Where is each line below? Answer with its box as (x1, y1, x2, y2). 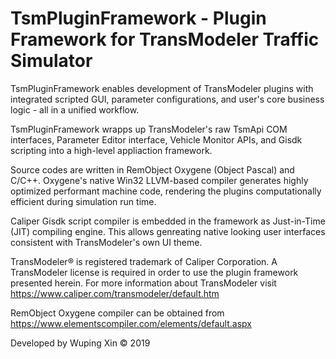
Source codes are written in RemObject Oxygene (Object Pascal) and (10, 163, 295, 176)
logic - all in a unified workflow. (10, 103, 140, 116)
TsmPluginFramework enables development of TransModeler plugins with (10, 82, 314, 94)
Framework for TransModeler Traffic (10, 28, 320, 51)
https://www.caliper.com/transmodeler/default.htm (10, 287, 220, 299)
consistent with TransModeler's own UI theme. (10, 236, 203, 248)
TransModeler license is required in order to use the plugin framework (10, 266, 299, 278)
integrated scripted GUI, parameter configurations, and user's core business (10, 93, 325, 105)
